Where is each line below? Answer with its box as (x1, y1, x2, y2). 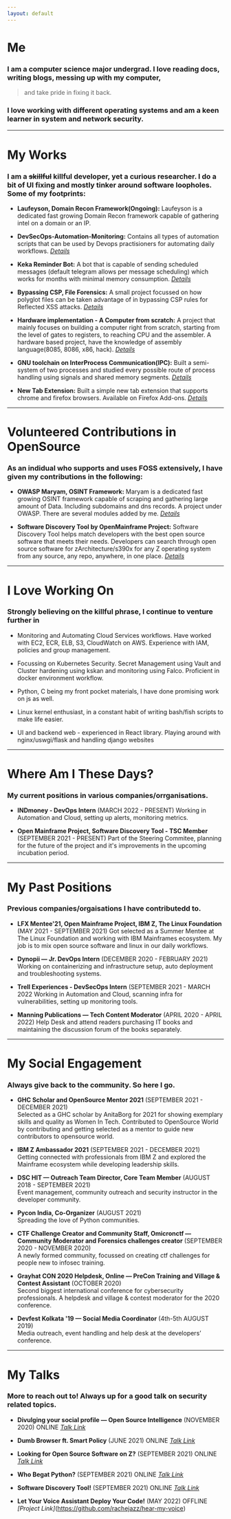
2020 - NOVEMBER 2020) (16, 1244, 91, 1252)
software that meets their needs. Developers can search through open (16, 537, 217, 546)
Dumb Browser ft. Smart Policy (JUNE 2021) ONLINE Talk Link (16, 1436, 196, 1444)
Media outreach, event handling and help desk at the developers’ (16, 1329, 201, 1338)
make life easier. (16, 715, 64, 723)
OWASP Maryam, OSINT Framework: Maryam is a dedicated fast (16, 487, 203, 496)
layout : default (7, 10, 54, 17)
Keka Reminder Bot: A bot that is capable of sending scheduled (16, 260, 199, 268)
